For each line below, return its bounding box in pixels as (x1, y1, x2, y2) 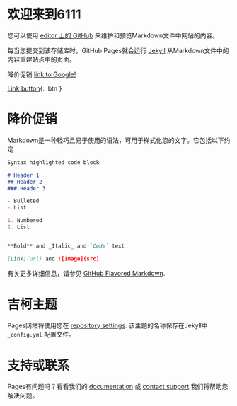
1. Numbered (7, 217, 42, 224)
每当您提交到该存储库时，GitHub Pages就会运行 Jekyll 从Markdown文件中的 (7, 46, 229, 54)
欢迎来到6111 (7, 6, 81, 23)
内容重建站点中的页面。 (7, 54, 76, 64)
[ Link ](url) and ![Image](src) (7, 255, 100, 262)
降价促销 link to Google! (7, 70, 76, 79)
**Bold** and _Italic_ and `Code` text (7, 242, 125, 250)
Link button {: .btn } (7, 84, 62, 93)
